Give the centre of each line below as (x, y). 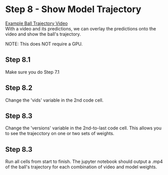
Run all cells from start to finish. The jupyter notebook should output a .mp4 (84, 162)
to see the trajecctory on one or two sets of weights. (60, 134)
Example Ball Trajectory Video (37, 23)
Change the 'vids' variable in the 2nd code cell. (54, 100)
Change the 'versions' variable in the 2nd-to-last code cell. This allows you (83, 128)
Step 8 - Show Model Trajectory (73, 9)
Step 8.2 (19, 88)
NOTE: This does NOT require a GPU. (44, 43)
